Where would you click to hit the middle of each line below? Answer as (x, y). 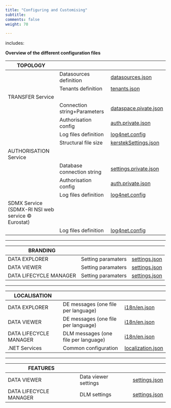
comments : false (22, 19)
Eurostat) (19, 222)
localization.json (144, 348)
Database (71, 166)
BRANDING (42, 251)
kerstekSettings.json (135, 143)
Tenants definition (81, 89)
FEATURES (41, 368)
